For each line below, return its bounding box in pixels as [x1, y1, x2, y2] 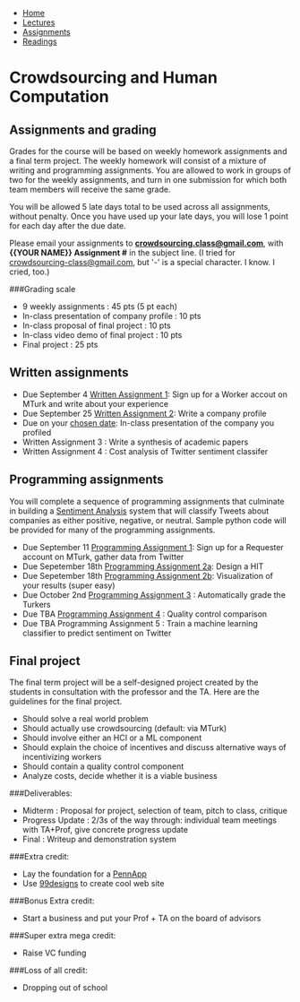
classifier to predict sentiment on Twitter [21, 627, 172, 638]
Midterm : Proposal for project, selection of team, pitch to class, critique [21, 806, 288, 816]
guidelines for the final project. [9, 696, 123, 707]
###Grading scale [9, 284, 76, 294]
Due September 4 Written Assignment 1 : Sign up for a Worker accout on [21, 389, 288, 400]
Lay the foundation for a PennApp [21, 868, 148, 879]
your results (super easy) [21, 580, 116, 591]
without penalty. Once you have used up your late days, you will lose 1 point [9, 211, 289, 221]
